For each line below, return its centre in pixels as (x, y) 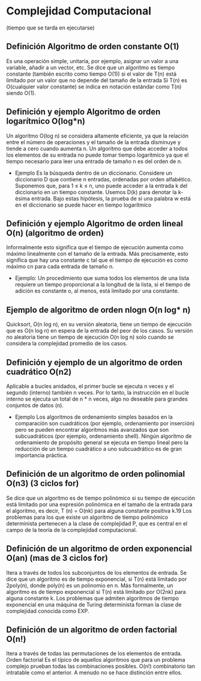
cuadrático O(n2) (39, 371)
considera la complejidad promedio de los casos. (67, 344)
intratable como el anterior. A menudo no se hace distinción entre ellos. (94, 673)
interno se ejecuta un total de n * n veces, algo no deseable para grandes (97, 399)
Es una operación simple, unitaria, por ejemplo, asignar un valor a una (92, 61)
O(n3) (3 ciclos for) (43, 484)
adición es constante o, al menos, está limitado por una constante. (97, 291)
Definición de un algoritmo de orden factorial (92, 630)
